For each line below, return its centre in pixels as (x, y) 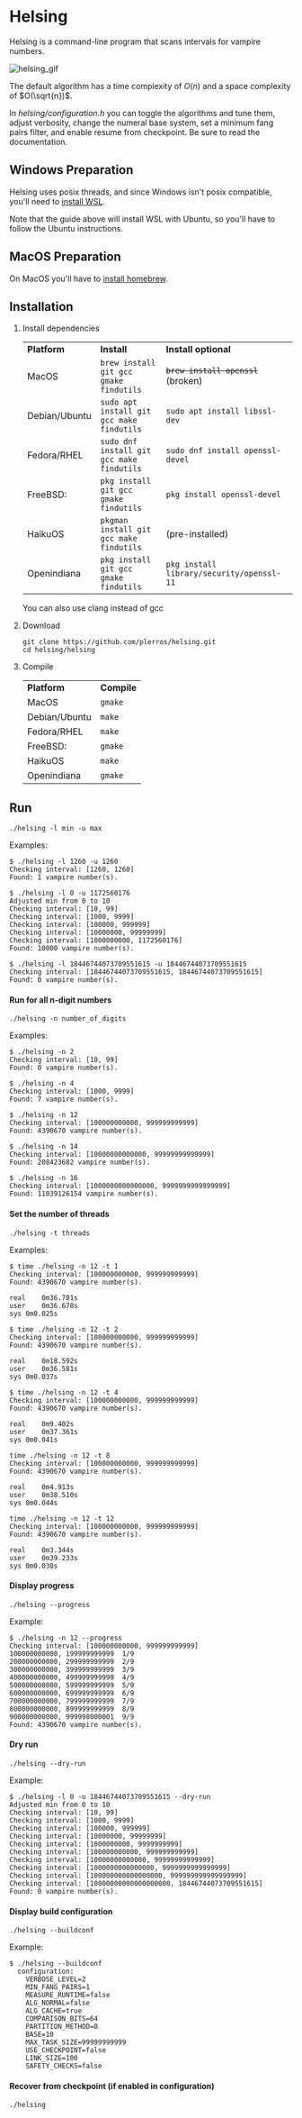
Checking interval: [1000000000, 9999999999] (96, 1844)
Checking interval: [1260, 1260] (72, 870)
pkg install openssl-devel (223, 495)
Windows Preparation (71, 170)
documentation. (39, 141)
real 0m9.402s (42, 1424)
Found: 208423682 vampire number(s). (80, 1163)
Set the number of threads (59, 1214)
